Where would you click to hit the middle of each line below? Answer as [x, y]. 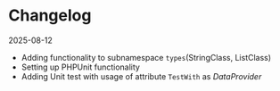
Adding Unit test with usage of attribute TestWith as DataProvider [141, 76]
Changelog [50, 16]
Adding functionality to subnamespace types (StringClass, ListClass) [146, 57]
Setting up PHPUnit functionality [80, 67]
